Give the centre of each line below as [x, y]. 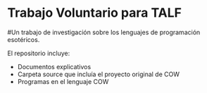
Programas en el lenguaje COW [63, 81]
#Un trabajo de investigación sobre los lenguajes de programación [104, 32]
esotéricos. [24, 39]
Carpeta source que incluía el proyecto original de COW [99, 74]
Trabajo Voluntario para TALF [94, 13]
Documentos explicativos [54, 66]
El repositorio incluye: [39, 53]
